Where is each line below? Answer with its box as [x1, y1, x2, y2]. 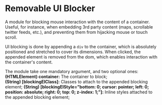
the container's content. [5, 59, 53, 65]
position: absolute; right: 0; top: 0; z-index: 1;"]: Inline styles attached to [5, 89, 153, 95]
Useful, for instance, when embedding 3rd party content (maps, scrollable [5, 24, 153, 30]
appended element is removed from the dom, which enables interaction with [5, 54, 158, 60]
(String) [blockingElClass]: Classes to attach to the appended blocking [5, 78, 148, 85]
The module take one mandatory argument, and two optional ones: [5, 68, 139, 74]
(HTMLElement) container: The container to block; [5, 74, 108, 79]
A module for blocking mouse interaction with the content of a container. [5, 19, 150, 25]
